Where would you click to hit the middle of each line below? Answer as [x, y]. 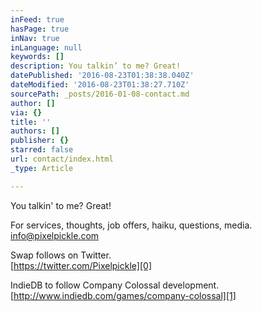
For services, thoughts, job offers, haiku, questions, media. [131, 225]
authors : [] [35, 131]
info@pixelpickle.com [55, 235]
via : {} [26, 112]
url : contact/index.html [62, 159]
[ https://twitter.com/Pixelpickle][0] [81, 265]
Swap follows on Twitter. [61, 255]
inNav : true [35, 38]
